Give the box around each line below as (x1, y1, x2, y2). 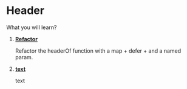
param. (15, 53, 33, 61)
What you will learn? (6, 24, 57, 31)
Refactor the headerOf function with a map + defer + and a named (15, 47, 182, 54)
